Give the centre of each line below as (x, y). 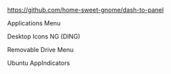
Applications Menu (34, 23)
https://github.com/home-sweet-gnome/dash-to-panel (85, 10)
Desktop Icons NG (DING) (44, 36)
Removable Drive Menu (40, 50)
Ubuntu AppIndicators (39, 63)
